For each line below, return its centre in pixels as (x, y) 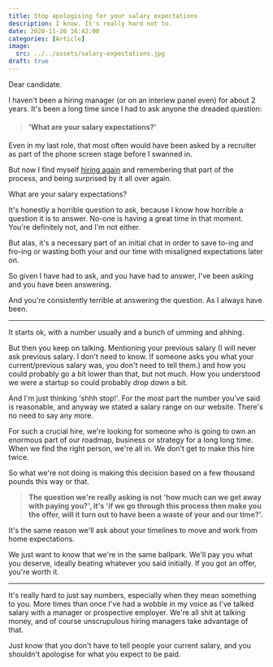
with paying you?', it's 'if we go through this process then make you (145, 506)
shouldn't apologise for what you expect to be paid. (95, 654)
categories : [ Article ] (47, 39)
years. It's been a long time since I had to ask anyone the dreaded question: (135, 108)
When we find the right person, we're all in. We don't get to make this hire (132, 448)
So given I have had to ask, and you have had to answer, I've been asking (131, 276)
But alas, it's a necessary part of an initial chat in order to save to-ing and (131, 243)
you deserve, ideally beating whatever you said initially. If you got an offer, (133, 563)
